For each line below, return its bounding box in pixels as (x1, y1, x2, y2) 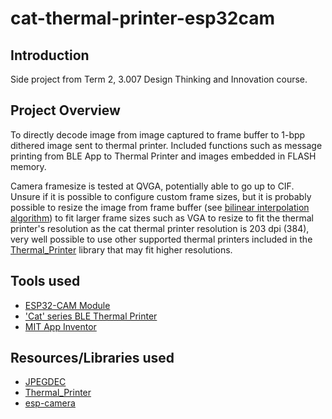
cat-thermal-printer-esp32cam (10, 7, 276, 30)
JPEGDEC (24, 376, 67, 388)
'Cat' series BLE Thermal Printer (24, 310, 158, 322)
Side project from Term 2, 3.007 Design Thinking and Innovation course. (10, 73, 308, 85)
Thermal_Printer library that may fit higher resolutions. (10, 243, 233, 256)
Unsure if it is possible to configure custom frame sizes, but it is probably (10, 190, 312, 202)
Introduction (10, 47, 90, 64)
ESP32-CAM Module (24, 299, 111, 311)
